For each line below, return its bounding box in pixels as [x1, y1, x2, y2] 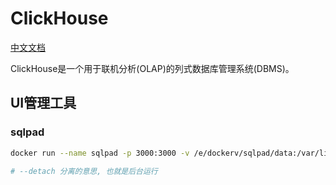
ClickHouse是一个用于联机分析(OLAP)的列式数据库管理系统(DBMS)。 [10, 62, 295, 74]
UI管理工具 [10, 95, 77, 112]
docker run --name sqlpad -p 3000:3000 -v [10, 148, 190, 158]
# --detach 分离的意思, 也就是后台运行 [10, 166, 158, 176]
